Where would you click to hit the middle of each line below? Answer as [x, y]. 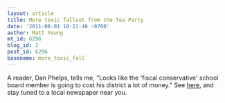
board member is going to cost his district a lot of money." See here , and [110, 85]
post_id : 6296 [28, 52]
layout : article [30, 13]
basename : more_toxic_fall [46, 58]
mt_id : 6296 [24, 39]
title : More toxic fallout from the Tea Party [75, 20]
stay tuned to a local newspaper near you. [67, 92]
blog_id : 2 [23, 45]
